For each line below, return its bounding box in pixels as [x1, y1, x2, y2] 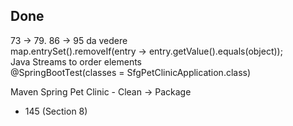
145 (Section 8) [24, 105, 88, 117]
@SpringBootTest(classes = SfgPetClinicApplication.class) [10, 66, 252, 78]
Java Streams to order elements [10, 55, 142, 68]
